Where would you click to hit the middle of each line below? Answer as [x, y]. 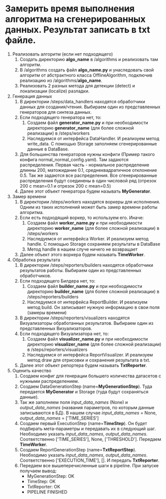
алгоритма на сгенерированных [75, 19]
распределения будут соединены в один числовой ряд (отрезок [88, 180]
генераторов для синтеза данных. [56, 112]
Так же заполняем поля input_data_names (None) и [74, 402]
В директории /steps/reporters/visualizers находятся [75, 318]
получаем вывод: [38, 471]
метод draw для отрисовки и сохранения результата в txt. [89, 360]
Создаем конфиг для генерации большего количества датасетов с [90, 376]
